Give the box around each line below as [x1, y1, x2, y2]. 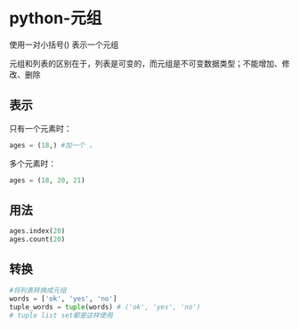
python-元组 [9, 8, 102, 28]
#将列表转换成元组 [9, 285, 67, 294]
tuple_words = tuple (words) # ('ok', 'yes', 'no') [9, 302, 201, 311]
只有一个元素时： [9, 123, 72, 133]
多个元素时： [9, 157, 56, 169]
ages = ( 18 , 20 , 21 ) [9, 175, 86, 185]
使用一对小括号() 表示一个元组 [9, 39, 119, 50]
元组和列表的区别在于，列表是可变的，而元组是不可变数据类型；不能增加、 [9, 58, 282, 68]
